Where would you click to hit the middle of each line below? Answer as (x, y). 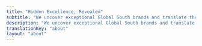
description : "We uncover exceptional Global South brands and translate (101, 23)
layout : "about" (26, 34)
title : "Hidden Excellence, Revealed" (55, 12)
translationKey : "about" (37, 28)
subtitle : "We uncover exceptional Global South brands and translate (96, 17)
